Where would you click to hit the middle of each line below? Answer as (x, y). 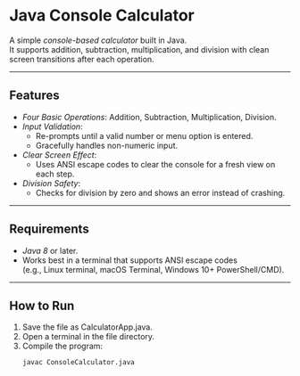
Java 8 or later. (50, 250)
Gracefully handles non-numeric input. (107, 145)
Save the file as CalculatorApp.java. (87, 327)
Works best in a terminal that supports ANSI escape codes (130, 260)
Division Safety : (51, 183)
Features (34, 96)
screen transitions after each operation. (82, 59)
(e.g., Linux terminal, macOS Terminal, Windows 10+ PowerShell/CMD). (153, 269)
